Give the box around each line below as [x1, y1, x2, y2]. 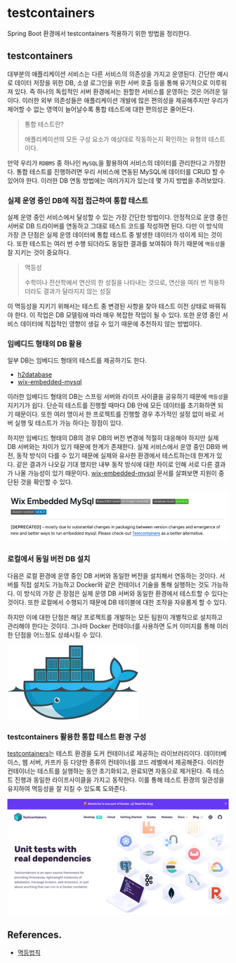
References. [7, 928, 62, 940]
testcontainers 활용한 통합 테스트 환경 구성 [7, 732, 147, 742]
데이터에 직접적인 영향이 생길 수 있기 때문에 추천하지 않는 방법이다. [20, 319, 202, 329]
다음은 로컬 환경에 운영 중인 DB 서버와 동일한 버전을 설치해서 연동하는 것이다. [7, 571, 218, 579]
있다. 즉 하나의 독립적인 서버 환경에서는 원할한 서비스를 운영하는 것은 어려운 [14, 87, 221, 96]
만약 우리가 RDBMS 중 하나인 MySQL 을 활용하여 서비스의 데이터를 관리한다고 [7, 159, 207, 167]
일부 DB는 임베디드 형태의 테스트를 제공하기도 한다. [7, 356, 147, 364]
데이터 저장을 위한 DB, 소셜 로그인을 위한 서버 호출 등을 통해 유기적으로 [14, 78, 209, 87]
